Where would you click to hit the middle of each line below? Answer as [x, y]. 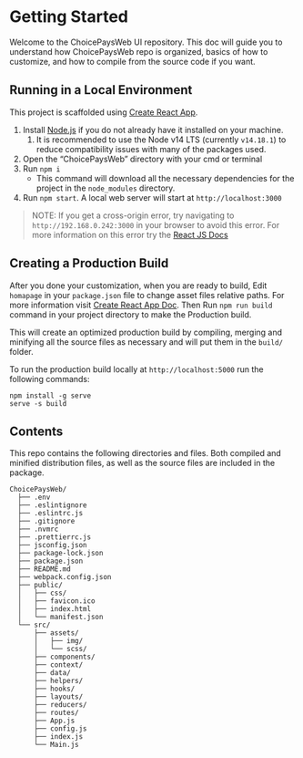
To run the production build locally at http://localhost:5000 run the [136, 369]
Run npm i [41, 168]
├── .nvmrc [38, 530]
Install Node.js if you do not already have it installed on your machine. [153, 130]
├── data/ [52, 673]
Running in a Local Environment [101, 90]
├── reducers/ [61, 705]
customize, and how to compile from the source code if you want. [133, 61]
